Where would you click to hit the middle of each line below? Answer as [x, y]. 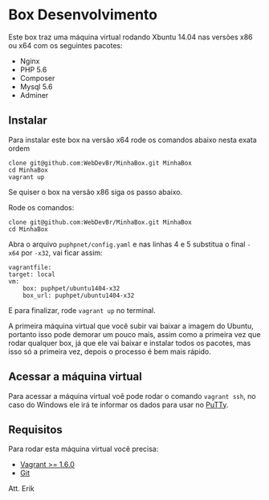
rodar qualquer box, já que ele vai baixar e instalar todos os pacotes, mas [130, 343]
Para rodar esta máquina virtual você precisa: [84, 449]
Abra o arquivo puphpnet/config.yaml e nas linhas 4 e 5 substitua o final [127, 244]
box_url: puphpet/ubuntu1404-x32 [79, 295]
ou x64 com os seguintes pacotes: [65, 45]
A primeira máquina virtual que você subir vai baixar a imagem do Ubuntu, [131, 326]
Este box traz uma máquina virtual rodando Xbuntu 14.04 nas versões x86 [130, 37]
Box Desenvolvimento [83, 15]
